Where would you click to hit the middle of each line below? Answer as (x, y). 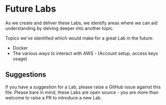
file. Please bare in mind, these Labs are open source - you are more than (82, 92)
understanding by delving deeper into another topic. (59, 28)
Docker (20, 48)
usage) (20, 58)
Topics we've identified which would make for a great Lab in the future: (79, 38)
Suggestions (26, 75)
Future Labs (31, 9)
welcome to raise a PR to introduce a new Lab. (54, 97)
